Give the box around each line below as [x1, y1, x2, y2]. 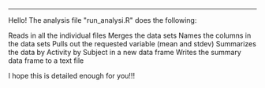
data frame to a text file [8, 56, 84, 65]
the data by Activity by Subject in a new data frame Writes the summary [8, 48, 242, 57]
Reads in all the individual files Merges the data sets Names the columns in [8, 31, 252, 40]
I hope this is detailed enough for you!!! [8, 71, 136, 80]
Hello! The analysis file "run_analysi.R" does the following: [8, 16, 197, 24]
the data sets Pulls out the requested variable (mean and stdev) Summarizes [8, 39, 256, 48]
